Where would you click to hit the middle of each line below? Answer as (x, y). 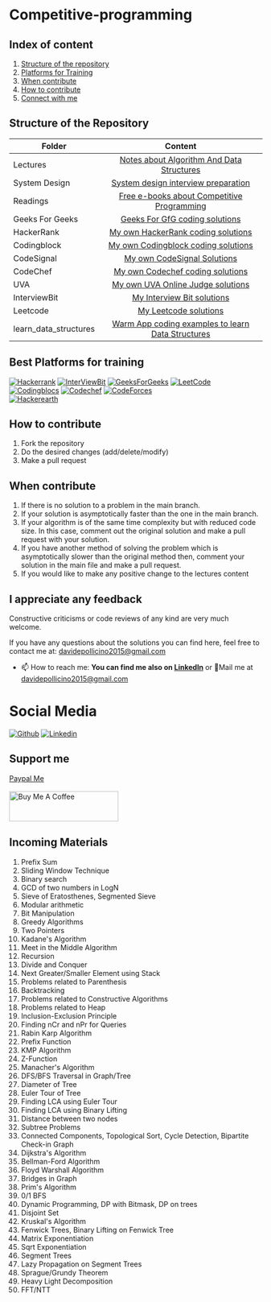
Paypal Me (27, 778)
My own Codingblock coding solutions (181, 245)
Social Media (53, 711)
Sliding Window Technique (65, 870)
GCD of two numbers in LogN (70, 887)
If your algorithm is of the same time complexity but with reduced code (138, 523)
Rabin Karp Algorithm (56, 1033)
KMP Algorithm (46, 1050)
